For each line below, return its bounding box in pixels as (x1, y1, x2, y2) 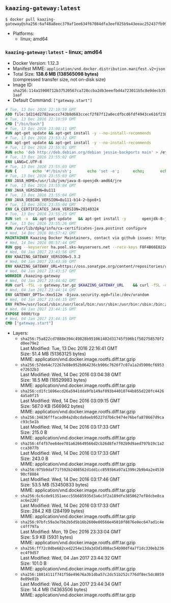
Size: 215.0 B (20, 429, 47, 435)
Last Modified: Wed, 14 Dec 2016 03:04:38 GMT (20, 372, 122, 378)
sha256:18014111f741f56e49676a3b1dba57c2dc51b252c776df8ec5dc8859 (20, 572, 164, 577)
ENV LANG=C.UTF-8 (5, 159, 42, 165)
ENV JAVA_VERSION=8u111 (5, 188, 56, 193)
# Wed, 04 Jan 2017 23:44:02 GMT (5, 278, 76, 283)
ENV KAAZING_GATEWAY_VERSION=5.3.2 (5, 254, 81, 260)
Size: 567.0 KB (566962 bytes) (20, 403, 84, 409)
